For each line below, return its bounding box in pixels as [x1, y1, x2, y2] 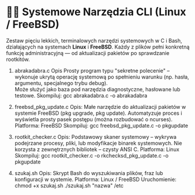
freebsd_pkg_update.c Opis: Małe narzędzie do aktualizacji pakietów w [14, 103, 186, 110]
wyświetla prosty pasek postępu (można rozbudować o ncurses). [14, 115, 173, 122]
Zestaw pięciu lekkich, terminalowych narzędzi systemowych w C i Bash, [6, 37, 183, 44]
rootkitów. [6, 56, 30, 63]
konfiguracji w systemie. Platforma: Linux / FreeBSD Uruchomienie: [14, 176, 177, 183]
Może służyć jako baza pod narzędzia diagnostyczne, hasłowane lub [14, 85, 180, 93]
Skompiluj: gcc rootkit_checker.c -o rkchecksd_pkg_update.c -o [14, 152, 169, 159]
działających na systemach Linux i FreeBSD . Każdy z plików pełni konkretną [6, 43, 190, 50]
